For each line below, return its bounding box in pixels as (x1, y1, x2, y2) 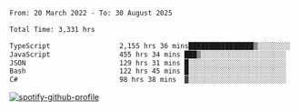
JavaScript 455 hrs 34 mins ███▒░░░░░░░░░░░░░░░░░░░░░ (9, 50, 286, 59)
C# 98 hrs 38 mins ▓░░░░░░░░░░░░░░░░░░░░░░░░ (9, 76, 286, 85)
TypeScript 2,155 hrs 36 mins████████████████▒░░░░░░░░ (9, 41, 291, 50)
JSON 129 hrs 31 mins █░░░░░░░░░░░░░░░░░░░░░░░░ (9, 58, 286, 67)
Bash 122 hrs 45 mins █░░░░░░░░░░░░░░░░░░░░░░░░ (9, 66, 286, 76)
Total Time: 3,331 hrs (9, 25, 95, 34)
